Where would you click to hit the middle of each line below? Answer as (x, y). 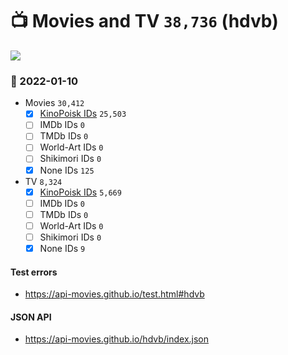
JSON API (31, 317)
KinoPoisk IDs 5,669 (80, 192)
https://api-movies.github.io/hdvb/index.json (117, 339)
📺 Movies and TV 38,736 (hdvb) (144, 21)
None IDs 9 (62, 248)
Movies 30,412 (54, 103)
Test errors (34, 272)
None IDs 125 (67, 170)
